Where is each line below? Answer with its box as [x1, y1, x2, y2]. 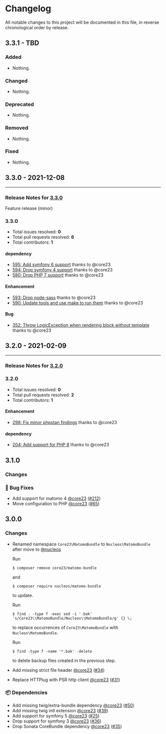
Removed [5, 125, 29, 131]
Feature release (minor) [5, 205, 53, 211]
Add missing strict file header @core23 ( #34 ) [12, 667, 105, 673]
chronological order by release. [5, 24, 69, 30]
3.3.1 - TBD [5, 39, 40, 47]
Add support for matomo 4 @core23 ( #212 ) [12, 495, 101, 501]
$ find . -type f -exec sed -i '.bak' [12, 611, 92, 616]
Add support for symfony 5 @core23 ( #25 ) [12, 713, 100, 719]
